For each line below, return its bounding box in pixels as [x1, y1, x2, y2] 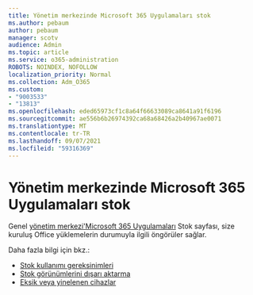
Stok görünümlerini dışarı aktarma [19, 269, 131, 278]
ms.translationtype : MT [8, 122, 87, 130]
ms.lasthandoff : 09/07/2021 [8, 136, 102, 145]
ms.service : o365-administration [8, 56, 119, 64]
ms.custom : [8, 85, 44, 94]
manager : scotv [8, 33, 59, 42]
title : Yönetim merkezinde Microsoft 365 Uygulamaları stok [8, 11, 212, 20]
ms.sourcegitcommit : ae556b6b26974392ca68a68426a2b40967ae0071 [8, 115, 222, 123]
